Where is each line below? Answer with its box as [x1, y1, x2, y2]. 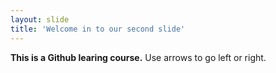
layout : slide [10, 14, 70, 25]
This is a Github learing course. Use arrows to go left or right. [10, 51, 267, 63]
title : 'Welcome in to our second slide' [10, 24, 186, 34]
